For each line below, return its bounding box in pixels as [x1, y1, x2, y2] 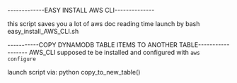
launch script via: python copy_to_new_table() [7, 68, 141, 76]
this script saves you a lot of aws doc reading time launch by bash [7, 20, 200, 27]
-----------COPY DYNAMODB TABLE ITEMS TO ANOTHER [7, 41, 178, 49]
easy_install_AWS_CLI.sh [7, 27, 79, 35]
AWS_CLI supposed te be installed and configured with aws [29, 49, 200, 56]
